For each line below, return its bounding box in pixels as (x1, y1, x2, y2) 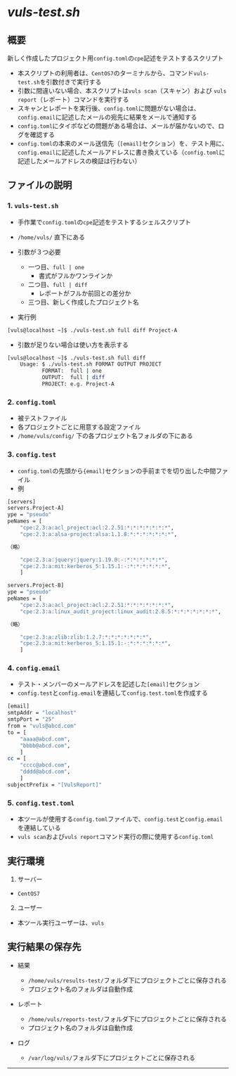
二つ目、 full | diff (27, 280, 88, 288)
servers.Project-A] (7, 504, 65, 512)
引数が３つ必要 (17, 248, 61, 256)
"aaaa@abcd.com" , (20, 736, 71, 743)
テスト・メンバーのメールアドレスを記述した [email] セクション (17, 680, 200, 688)
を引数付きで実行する (39, 78, 102, 86)
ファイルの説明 (7, 179, 72, 191)
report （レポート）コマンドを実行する (17, 96, 129, 103)
